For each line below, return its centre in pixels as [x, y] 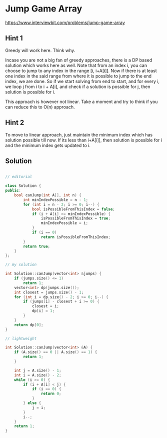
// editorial [19, 177]
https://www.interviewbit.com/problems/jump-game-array [65, 22]
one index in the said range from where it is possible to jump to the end [78, 76]
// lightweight [21, 338]
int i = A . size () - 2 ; [38, 375]
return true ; [37, 246]
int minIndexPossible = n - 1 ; [56, 200]
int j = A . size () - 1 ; [38, 370]
